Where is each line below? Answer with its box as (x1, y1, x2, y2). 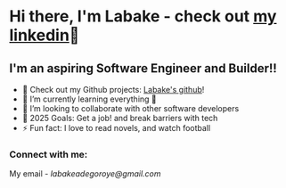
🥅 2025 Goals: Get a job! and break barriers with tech (21, 113, 218, 123)
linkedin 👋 (9, 25, 80, 45)
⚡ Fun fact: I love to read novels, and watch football (21, 123, 211, 133)
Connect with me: (9, 148, 88, 160)
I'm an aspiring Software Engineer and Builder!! (9, 61, 278, 76)
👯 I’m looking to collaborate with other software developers (21, 103, 240, 113)
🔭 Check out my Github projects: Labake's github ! (21, 85, 205, 94)
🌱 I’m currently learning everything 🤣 (21, 94, 158, 104)
